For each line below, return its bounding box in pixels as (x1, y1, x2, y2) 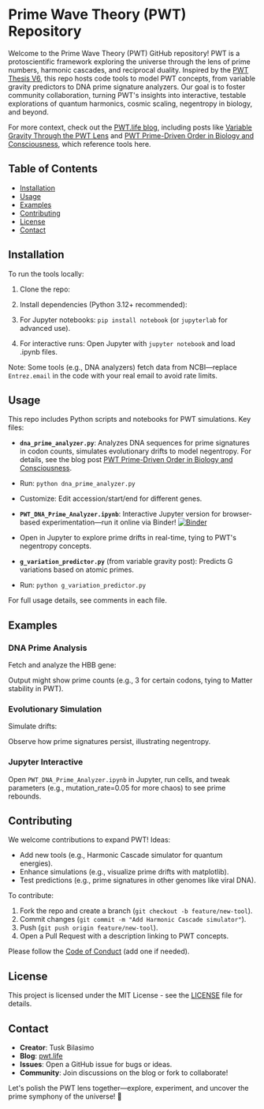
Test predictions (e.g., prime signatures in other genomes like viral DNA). (19, 875, 256, 885)
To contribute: (8, 891, 54, 900)
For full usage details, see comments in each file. (8, 596, 167, 605)
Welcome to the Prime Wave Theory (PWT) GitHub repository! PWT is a (8, 48, 240, 58)
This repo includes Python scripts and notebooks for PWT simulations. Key (8, 415, 251, 424)
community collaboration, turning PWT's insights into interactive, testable (8, 90, 247, 100)
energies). (19, 859, 54, 868)
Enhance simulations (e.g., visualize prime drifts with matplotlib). (19, 867, 229, 877)
